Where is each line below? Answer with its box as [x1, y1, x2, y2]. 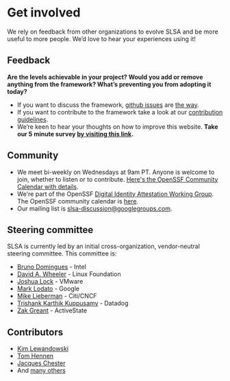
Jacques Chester [16, 359, 66, 367]
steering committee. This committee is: [7, 249, 117, 258]
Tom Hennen [16, 352, 53, 360]
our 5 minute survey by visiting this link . [16, 130, 134, 138]
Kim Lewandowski [16, 345, 69, 353]
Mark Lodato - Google [16, 284, 80, 293]
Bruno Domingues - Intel [16, 262, 87, 271]
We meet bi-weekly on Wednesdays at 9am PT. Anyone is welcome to [16, 168, 215, 176]
